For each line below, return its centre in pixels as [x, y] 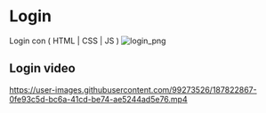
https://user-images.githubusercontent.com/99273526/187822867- [133, 89]
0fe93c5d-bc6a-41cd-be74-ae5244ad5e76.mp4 [99, 99]
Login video [42, 68]
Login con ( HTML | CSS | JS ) [64, 41]
